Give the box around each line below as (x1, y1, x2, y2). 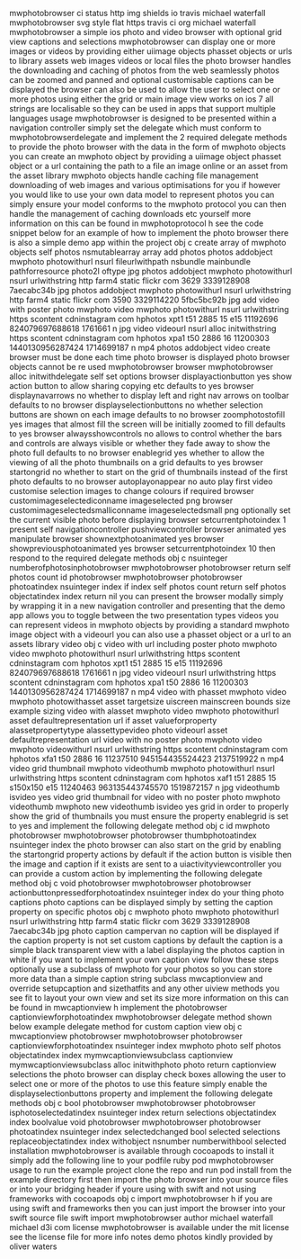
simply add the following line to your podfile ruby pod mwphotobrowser (9, 1156, 274, 1165)
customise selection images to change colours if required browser (9, 486, 254, 496)
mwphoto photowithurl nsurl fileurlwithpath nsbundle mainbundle (9, 256, 252, 266)
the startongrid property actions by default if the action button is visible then (9, 850, 292, 859)
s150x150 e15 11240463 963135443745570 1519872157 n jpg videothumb (9, 782, 280, 793)
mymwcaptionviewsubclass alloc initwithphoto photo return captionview (9, 1059, 277, 1070)
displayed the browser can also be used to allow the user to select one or (9, 85, 281, 94)
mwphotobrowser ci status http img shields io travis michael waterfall (9, 8, 266, 18)
